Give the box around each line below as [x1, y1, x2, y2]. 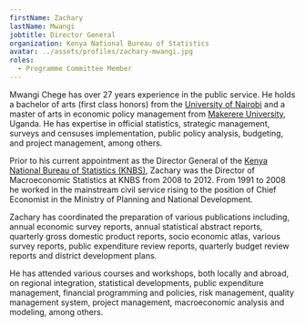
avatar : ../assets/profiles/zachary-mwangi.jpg [9, 47, 194, 56]
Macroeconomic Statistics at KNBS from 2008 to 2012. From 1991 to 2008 [9, 174, 287, 185]
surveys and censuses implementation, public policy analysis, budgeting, [9, 127, 284, 138]
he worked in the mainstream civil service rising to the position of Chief [9, 184, 277, 195]
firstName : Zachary [9, 13, 84, 23]
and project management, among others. [9, 138, 163, 148]
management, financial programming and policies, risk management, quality [9, 287, 294, 298]
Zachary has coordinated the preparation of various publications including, [9, 211, 290, 222]
